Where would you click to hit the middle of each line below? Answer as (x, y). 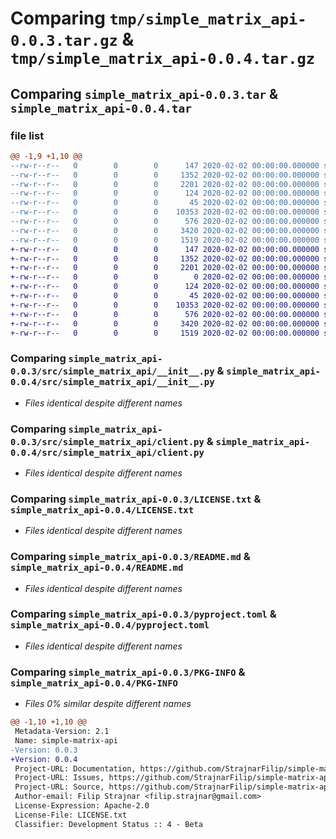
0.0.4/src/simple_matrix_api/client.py (107, 452)
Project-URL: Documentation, (75, 768)
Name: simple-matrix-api (66, 740)
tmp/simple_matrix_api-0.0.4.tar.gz (163, 59)
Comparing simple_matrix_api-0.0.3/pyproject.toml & (143, 614)
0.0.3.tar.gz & (72, 39)
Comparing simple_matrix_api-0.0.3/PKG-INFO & (128, 672)
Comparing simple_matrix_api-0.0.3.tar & (144, 93)
